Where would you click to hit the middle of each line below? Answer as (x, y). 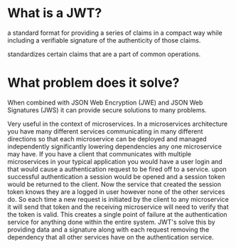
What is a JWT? (55, 13)
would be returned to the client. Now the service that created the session (114, 184)
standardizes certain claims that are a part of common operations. (104, 54)
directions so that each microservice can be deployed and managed (107, 139)
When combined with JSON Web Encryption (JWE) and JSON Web (105, 102)
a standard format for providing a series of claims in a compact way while (115, 33)
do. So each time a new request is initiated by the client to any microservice (118, 199)
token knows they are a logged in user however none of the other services (116, 192)
